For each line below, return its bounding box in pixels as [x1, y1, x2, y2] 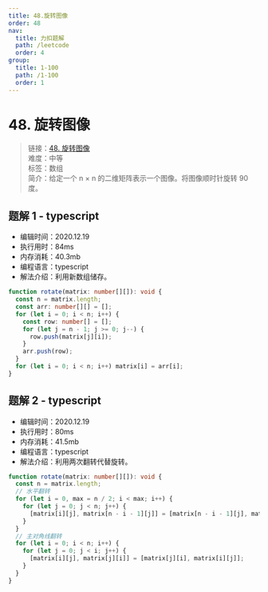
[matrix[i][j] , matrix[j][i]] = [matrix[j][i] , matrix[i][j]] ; [29, 554, 245, 562]
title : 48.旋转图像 [8, 11, 69, 20]
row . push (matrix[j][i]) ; [29, 333, 112, 341]
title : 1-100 [15, 64, 59, 72]
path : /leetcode [15, 42, 69, 50]
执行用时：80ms [19, 426, 74, 436]
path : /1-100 [15, 71, 59, 79]
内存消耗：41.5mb [19, 437, 80, 446]
